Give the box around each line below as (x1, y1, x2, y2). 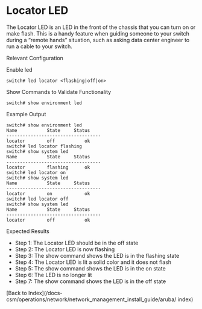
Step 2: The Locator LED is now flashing (14, 245, 115, 253)
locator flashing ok (6, 164, 90, 170)
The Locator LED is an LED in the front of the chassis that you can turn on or (6, 23, 196, 31)
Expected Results (6, 227, 49, 235)
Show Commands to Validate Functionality (6, 88, 112, 95)
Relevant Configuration (6, 54, 63, 61)
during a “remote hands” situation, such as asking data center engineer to (6, 36, 190, 43)
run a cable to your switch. (6, 43, 72, 50)
